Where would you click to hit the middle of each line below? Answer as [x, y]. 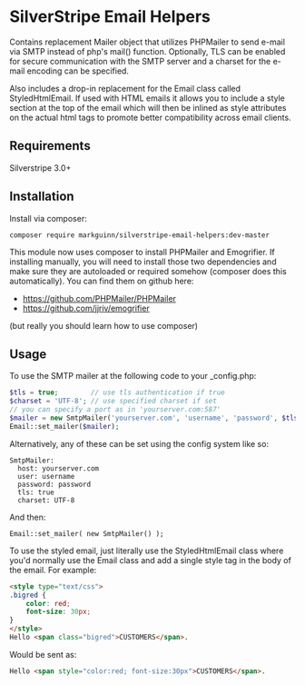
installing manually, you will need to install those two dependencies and [143, 262]
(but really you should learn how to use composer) [103, 325]
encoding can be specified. [78, 71]
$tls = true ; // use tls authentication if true [117, 392]
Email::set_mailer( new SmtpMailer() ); [87, 533]
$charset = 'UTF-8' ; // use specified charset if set [113, 402]
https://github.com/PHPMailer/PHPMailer [99, 298]
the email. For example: [53, 570]
